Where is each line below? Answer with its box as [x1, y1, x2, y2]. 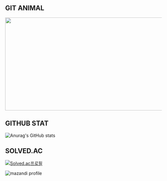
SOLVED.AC [5, 147, 43, 155]
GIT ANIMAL [5, 4, 45, 12]
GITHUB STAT [5, 119, 49, 128]
